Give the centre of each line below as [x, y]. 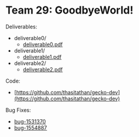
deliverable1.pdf [42, 57]
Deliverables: [21, 27]
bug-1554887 [31, 128]
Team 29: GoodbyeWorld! [69, 10]
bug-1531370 [30, 121]
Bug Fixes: [18, 110]
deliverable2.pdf [43, 69]
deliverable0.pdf [43, 44]
